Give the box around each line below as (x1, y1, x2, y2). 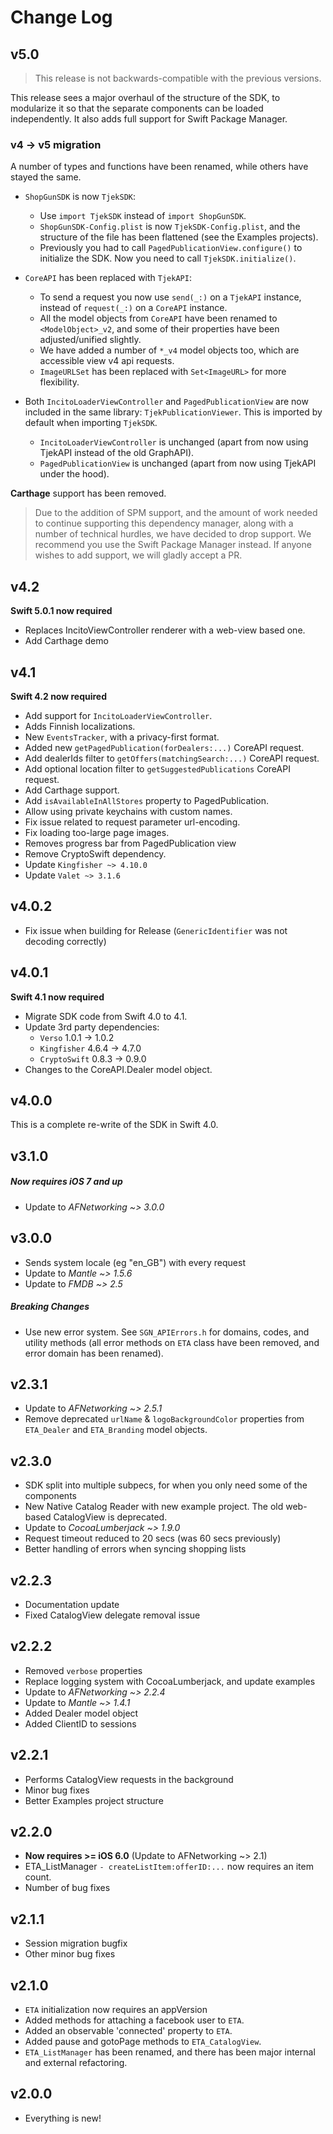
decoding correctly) (24, 935, 107, 947)
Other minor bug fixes (24, 1948, 116, 1960)
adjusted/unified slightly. (39, 334, 142, 346)
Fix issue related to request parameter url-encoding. (24, 816, 241, 828)
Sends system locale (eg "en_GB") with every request (24, 1256, 246, 1268)
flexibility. (39, 376, 80, 388)
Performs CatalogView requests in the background (24, 1773, 234, 1785)
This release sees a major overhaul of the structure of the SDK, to (10, 92, 281, 103)
